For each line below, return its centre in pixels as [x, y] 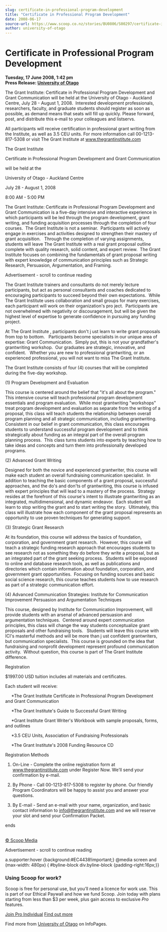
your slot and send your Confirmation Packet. [59, 816]
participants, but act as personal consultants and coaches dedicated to [78, 290]
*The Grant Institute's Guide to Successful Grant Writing [69, 711]
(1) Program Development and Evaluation [47, 383]
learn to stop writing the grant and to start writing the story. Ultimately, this [82, 507]
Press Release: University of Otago [42, 83]
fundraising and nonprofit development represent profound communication [82, 646]
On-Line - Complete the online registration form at [64, 765]
